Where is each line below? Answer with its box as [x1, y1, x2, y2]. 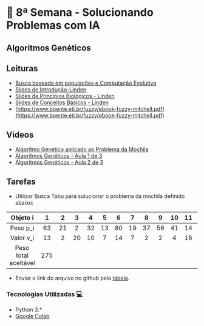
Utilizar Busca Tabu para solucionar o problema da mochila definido [15, 193, 185, 200]
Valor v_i [10, 234, 35, 243]
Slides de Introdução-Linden [15, 86, 87, 93]
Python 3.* [15, 306, 42, 313]
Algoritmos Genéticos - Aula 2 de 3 [15, 158, 104, 166]
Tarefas [6, 176, 36, 186]
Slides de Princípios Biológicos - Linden [15, 93, 115, 100]
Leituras [6, 63, 38, 74]
